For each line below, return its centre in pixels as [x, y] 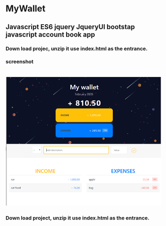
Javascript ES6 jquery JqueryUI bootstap [70, 27]
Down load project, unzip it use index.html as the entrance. [78, 218]
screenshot [20, 62]
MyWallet [26, 9]
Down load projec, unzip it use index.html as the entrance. [77, 48]
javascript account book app [50, 34]
